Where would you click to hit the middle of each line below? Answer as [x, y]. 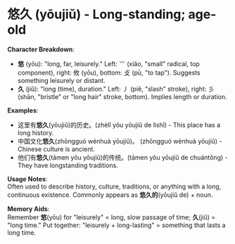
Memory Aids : [28, 209]
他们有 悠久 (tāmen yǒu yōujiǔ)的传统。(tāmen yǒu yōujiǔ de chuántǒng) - [122, 157]
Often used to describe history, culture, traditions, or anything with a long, [114, 186]
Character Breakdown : [41, 49]
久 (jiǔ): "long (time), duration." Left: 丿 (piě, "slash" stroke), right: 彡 [116, 89]
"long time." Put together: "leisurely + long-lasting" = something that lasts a [117, 225]
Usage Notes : [27, 179]
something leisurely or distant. [61, 80]
